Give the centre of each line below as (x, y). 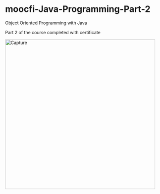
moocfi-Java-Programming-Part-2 (78, 9)
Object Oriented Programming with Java (46, 23)
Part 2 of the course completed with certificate (53, 32)
